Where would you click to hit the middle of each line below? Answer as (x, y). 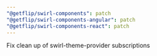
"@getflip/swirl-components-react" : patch (68, 26)
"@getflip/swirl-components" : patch (59, 13)
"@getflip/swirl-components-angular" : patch (71, 20)
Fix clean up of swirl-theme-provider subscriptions (78, 46)
